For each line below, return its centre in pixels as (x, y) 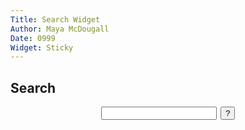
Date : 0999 (33, 38)
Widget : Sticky (42, 47)
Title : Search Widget (55, 19)
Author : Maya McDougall (60, 29)
